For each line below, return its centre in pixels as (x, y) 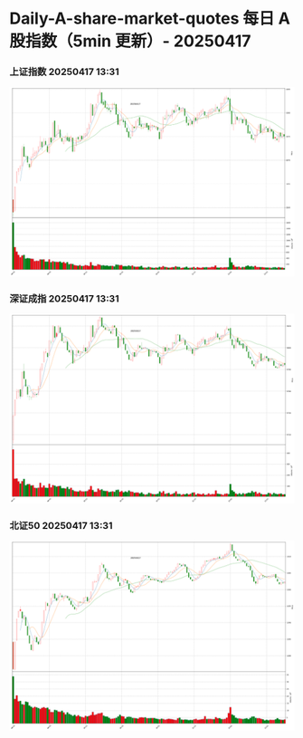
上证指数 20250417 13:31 (64, 72)
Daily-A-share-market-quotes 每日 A (150, 19)
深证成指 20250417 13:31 (64, 298)
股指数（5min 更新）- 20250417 (130, 41)
